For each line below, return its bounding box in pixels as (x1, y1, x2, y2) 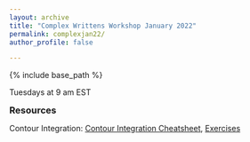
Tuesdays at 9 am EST (9, 87, 92, 98)
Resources (9, 104, 57, 116)
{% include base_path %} (9, 70, 103, 81)
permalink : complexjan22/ (9, 29, 105, 38)
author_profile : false (9, 37, 93, 47)
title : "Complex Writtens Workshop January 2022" (9, 21, 198, 30)
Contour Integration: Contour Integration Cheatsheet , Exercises (9, 123, 241, 134)
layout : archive (9, 12, 69, 22)
